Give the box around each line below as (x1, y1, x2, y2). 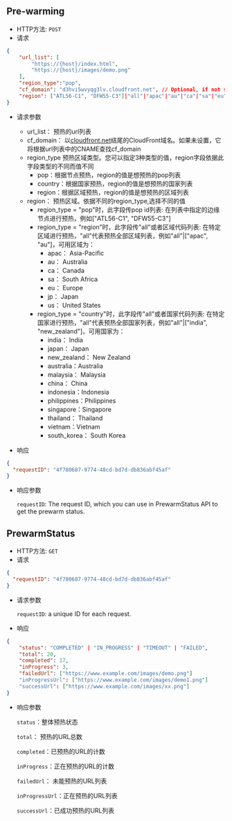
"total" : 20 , (19, 651, 57, 658)
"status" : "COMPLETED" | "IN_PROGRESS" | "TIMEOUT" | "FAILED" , (19, 644, 208, 652)
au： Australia (47, 257, 88, 266)
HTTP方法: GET (16, 547, 58, 555)
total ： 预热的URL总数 (16, 732, 82, 740)
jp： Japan (47, 292, 79, 301)
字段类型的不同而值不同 (26, 162, 94, 170)
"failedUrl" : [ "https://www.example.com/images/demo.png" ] (19, 670, 193, 677)
